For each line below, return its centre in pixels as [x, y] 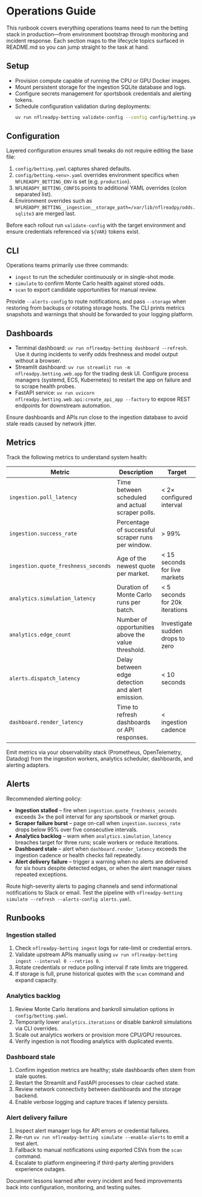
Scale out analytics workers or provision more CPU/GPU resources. [98, 1035]
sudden [172, 631]
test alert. [27, 1144]
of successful [136, 529]
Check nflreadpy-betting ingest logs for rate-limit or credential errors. [103, 948]
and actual [132, 505]
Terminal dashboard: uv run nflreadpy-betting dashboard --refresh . [101, 348]
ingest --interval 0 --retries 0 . [57, 961]
